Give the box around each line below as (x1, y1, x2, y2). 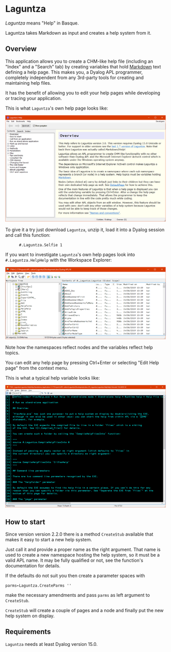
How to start (5, 517, 45, 526)
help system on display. (5, 613, 55, 619)
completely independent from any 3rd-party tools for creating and (5, 74, 144, 81)
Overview (5, 44, 37, 54)
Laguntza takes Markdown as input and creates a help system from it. (5, 30, 152, 36)
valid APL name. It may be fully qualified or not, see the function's (5, 557, 144, 564)
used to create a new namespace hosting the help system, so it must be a (5, 552, 160, 558)
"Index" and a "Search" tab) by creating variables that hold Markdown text (5, 63, 161, 69)
